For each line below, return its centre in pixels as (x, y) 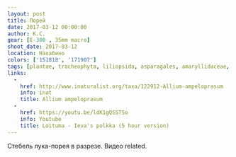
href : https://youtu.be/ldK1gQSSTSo (74, 112)
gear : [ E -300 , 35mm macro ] (49, 40)
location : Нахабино (36, 54)
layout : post (27, 14)
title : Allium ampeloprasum (61, 100)
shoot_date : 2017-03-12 (43, 47)
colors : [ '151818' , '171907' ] (52, 60)
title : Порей (27, 21)
